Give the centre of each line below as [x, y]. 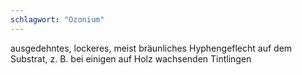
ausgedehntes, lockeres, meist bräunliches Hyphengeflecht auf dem [151, 48]
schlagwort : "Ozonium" [57, 19]
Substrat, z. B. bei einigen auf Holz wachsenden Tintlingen [131, 58]
